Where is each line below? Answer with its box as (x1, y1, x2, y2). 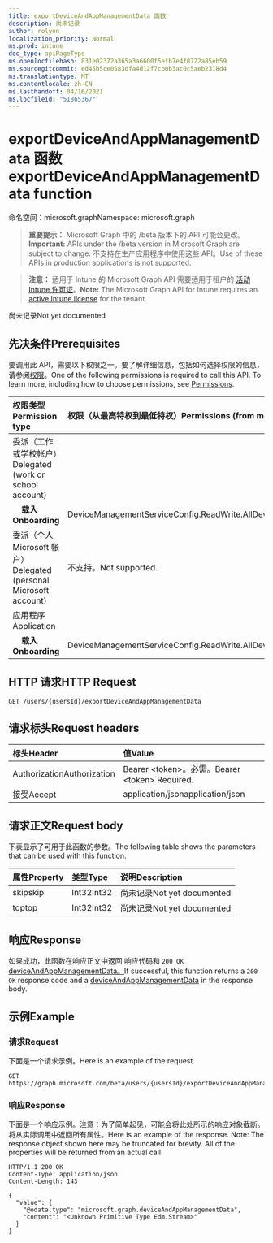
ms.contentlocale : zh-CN (8, 80, 93, 88)
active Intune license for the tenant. (28, 294, 148, 304)
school (12, 479, 39, 490)
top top (12, 903, 38, 914)
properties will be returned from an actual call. (8, 1147, 164, 1158)
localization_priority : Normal (8, 34, 115, 43)
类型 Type (71, 872, 108, 883)
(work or (12, 469, 45, 480)
